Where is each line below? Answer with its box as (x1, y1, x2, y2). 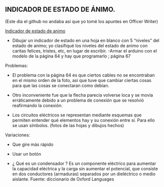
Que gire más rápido (12, 141, 54, 147)
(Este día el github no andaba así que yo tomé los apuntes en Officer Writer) (5, 18, 158, 24)
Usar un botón (12, 151, 42, 157)
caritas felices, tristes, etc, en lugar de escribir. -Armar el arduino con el (12, 48, 157, 53)
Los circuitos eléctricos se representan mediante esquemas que (12, 112, 142, 118)
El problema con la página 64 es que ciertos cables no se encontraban (12, 72, 155, 78)
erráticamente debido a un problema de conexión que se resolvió (12, 97, 144, 103)
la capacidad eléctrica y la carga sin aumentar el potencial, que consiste (12, 165, 158, 171)
